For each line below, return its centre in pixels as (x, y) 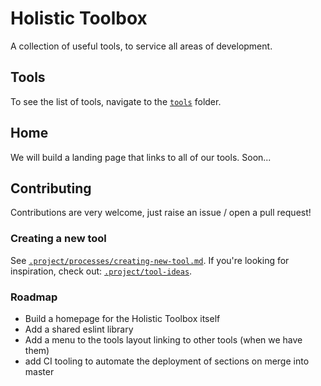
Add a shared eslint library (79, 329)
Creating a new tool (58, 239)
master (39, 371)
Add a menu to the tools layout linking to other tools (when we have (163, 339)
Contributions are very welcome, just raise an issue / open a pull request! (161, 213)
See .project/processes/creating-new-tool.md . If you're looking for (150, 260)
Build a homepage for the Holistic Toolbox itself (122, 318)
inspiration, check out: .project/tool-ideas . (101, 271)
